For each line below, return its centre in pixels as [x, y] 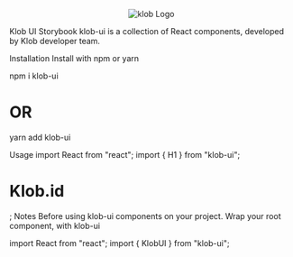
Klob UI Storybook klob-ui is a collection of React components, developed [146, 31]
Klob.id [37, 192]
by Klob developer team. [55, 41]
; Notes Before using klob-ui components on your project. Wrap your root [145, 216]
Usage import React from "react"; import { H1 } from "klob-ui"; [125, 154]
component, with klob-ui [55, 225]
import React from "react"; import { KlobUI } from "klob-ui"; [119, 243]
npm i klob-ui [34, 76]
